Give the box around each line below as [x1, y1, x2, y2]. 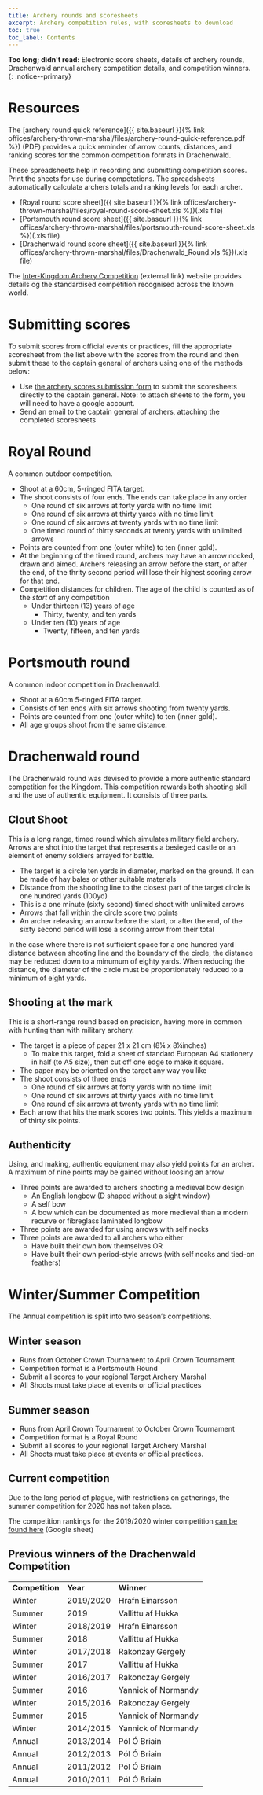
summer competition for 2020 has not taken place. [8, 1501, 173, 1510]
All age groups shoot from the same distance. [19, 721, 167, 729]
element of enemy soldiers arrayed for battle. [8, 850, 155, 860]
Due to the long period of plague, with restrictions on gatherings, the [8, 1492, 230, 1502]
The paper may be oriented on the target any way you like [19, 1065, 207, 1074]
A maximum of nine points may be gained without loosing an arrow [8, 1167, 225, 1177]
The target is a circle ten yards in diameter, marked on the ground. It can [19, 866, 254, 875]
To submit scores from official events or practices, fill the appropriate [8, 341, 232, 351]
